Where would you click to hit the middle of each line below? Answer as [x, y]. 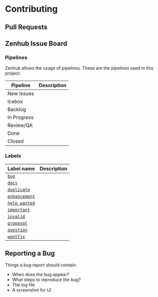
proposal [18, 223]
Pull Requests [26, 27]
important [19, 210]
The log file [23, 285]
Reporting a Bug [30, 253]
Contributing [31, 9]
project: [13, 73]
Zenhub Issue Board [36, 43]
